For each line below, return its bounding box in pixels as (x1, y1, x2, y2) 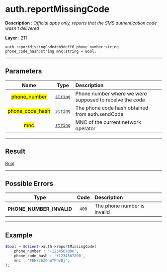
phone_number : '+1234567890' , (14, 249, 79, 254)
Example (5, 231, 33, 239)
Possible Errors (5, 179, 54, 187)
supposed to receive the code (75, 96, 145, 103)
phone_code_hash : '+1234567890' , (14, 253, 85, 258)
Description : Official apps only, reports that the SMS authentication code (5, 20, 157, 26)
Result (5, 147, 26, 156)
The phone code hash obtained (75, 104, 149, 111)
